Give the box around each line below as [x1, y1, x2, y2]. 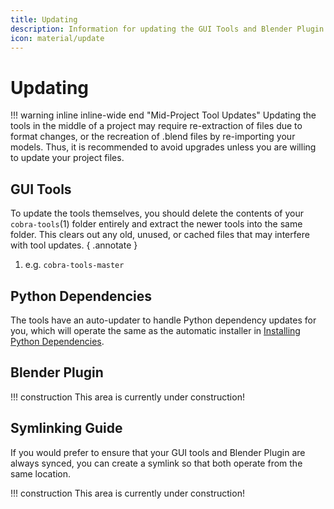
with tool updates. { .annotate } [10, 239, 138, 251]
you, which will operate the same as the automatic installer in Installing [10, 324, 301, 336]
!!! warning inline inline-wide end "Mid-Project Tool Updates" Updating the [10, 109, 317, 121]
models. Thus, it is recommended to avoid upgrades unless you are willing [10, 141, 317, 153]
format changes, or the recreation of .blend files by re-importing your [10, 131, 296, 143]
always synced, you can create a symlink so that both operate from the [10, 457, 303, 469]
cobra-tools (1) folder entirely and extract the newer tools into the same [10, 218, 303, 230]
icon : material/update [10, 33, 105, 43]
